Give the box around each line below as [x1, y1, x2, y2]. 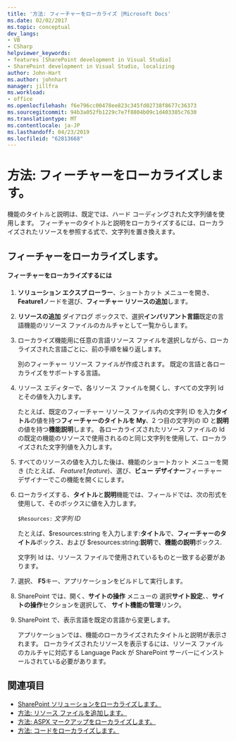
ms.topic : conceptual [7, 23, 71, 30]
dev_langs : [7, 30, 39, 37]
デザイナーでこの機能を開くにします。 [17, 475, 128, 483]
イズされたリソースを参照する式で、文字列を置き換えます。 [7, 227, 179, 236]
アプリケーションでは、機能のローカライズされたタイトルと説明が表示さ [17, 630, 228, 639]
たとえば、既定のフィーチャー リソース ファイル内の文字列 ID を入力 [17, 407, 216, 416]
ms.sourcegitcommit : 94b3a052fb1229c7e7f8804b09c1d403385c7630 [7, 109, 197, 116]
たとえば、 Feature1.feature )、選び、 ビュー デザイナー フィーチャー [27, 466, 223, 475]
